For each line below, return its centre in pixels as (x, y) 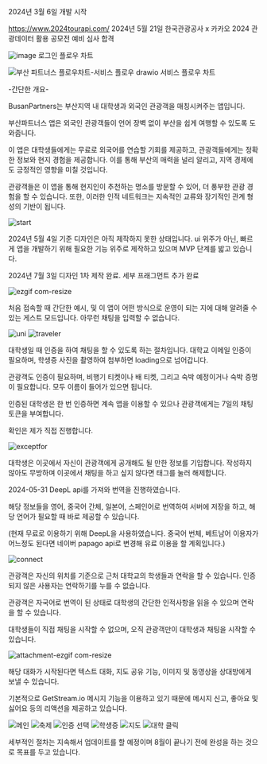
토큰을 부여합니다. (36, 413)
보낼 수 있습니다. (34, 681)
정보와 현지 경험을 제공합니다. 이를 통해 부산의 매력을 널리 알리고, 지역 (124, 160)
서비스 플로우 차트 (188, 72)
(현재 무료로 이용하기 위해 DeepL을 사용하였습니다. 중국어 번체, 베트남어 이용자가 (133, 533)
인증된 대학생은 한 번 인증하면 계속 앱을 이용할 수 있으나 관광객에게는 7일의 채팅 (131, 403)
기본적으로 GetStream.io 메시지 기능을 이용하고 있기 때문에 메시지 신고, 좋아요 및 (133, 698)
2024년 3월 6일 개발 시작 (48, 12)
